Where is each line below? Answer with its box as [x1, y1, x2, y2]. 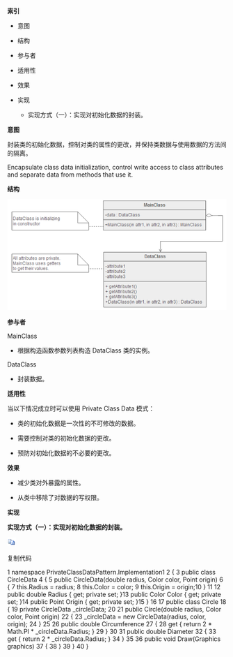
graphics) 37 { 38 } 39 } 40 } [7, 642, 89, 651]
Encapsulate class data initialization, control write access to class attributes [7, 163, 224, 171]
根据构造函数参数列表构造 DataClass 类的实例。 [17, 346, 154, 355]
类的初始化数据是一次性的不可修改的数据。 [17, 419, 140, 428]
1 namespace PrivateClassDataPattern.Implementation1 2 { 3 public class [7, 568, 216, 577]
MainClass [7, 332, 38, 341]
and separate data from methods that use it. [7, 170, 134, 179]
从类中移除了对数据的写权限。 [17, 494, 103, 502]
